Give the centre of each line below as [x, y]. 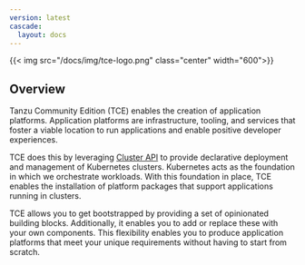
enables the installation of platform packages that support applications [142, 186]
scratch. [25, 252]
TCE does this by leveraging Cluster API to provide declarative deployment [149, 157]
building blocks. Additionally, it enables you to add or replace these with [144, 223]
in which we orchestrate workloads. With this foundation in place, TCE [141, 177]
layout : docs [42, 34]
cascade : [26, 26]
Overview [38, 88]
